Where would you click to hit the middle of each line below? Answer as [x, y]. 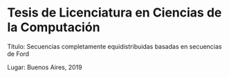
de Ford [18, 54]
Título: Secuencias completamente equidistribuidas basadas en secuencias [114, 46]
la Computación [54, 27]
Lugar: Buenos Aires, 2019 [45, 67]
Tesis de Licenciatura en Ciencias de [114, 13]
